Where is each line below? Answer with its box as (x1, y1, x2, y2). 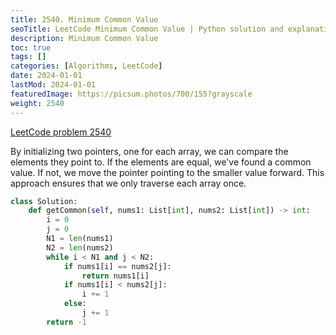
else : (63, 299, 87, 309)
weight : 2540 (10, 98, 65, 108)
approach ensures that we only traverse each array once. (10, 177, 247, 189)
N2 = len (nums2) (46, 242, 114, 253)
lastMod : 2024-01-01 (10, 80, 97, 90)
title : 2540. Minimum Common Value (10, 14, 159, 25)
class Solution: (10, 196, 78, 206)
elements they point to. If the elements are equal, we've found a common (10, 156, 312, 168)
